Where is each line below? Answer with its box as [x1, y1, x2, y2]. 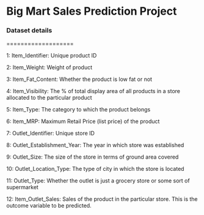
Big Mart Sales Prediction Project [6, 4, 177, 18]
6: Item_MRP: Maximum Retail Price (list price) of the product [6, 118, 160, 125]
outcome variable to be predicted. [6, 202, 92, 209]
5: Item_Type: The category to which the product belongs [6, 106, 151, 113]
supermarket [6, 184, 38, 191]
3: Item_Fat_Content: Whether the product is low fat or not [6, 75, 153, 83]
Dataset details [6, 26, 53, 35]
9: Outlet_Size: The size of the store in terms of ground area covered [6, 153, 179, 160]
